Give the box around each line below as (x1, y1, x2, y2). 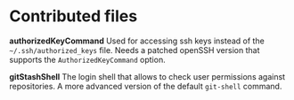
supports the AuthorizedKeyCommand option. (9, 54, 167, 65)
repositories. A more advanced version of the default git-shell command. (9, 81, 282, 91)
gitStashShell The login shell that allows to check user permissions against (9, 71, 286, 81)
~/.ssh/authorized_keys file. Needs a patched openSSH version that (9, 44, 260, 55)
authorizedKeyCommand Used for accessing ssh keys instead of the (9, 35, 265, 46)
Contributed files (9, 6, 138, 27)
